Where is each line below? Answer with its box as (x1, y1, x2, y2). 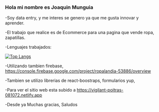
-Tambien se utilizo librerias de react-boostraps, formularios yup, (5, 77, 135, 84)
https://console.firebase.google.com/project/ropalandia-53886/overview (5, 68, 151, 74)
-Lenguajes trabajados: (5, 44, 52, 50)
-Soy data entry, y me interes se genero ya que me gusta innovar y (5, 15, 139, 21)
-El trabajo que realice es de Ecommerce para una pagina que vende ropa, (5, 30, 155, 36)
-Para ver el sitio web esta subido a (5, 87, 76, 93)
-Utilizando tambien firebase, (5, 63, 64, 69)
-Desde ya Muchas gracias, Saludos (5, 102, 78, 108)
